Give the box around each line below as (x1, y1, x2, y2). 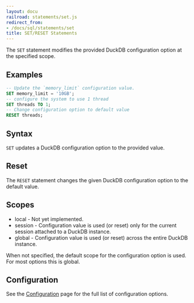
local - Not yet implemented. (14, 215, 84, 223)
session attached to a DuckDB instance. (14, 228, 111, 235)
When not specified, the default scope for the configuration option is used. (6, 251, 186, 258)
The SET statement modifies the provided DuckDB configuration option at (6, 46, 182, 53)
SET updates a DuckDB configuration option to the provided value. (6, 144, 165, 151)
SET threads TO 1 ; (6, 101, 51, 107)
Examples (6, 70, 43, 80)
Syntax (6, 128, 33, 138)
